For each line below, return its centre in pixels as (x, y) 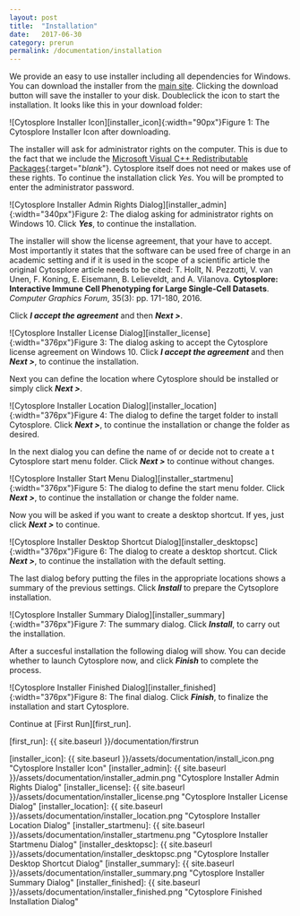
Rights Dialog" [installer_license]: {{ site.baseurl (97, 787)
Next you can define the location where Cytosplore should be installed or (144, 379)
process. (26, 670)
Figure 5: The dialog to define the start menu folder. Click (179, 488)
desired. (25, 435)
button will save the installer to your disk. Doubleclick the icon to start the (145, 96)
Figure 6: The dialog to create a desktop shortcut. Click (176, 551)
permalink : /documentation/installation (86, 51)
